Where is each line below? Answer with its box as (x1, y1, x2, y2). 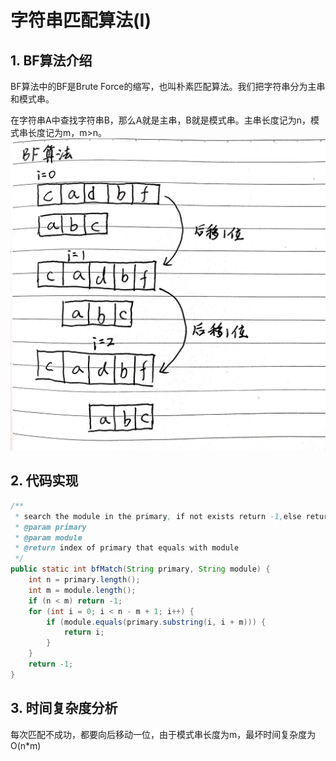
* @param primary (14, 522, 87, 532)
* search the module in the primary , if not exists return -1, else (14, 511, 302, 521)
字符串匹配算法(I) (10, 9, 152, 32)
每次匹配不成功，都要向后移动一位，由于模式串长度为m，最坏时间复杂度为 (10, 728, 317, 740)
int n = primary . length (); (28, 575, 141, 585)
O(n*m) (10, 739, 42, 751)
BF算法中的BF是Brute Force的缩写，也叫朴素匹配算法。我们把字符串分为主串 (10, 81, 326, 92)
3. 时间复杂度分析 (10, 700, 118, 717)
